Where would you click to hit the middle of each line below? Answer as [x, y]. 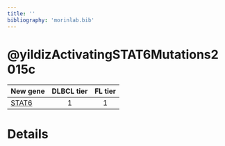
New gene [28, 91]
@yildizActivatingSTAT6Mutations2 [113, 55]
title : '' [22, 14]
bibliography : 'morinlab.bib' [51, 20]
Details [28, 134]
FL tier [106, 91]
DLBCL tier [70, 91]
